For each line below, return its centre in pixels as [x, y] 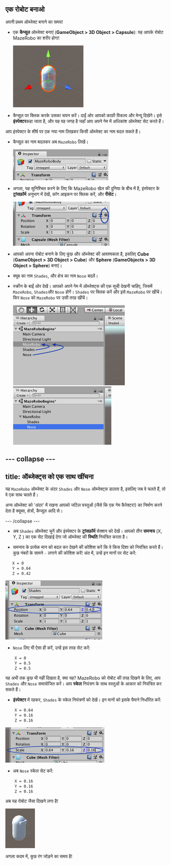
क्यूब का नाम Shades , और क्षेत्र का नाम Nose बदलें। [55, 276]
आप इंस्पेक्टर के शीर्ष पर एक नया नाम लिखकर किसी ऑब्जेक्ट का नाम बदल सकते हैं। [73, 131]
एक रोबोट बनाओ [25, 10]
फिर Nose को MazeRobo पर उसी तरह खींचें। [50, 298]
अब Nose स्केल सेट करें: [33, 771]
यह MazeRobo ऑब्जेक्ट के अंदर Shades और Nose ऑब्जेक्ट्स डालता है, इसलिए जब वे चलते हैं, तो [85, 489]
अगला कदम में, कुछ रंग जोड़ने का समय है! [39, 856]
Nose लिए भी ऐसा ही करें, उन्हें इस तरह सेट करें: [52, 648]
